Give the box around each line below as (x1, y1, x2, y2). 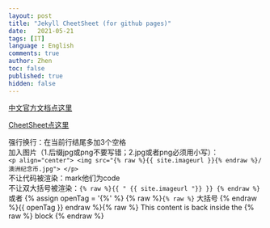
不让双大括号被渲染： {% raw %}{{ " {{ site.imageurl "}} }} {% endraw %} (8, 183, 260, 192)
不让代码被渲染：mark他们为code (8, 173, 120, 183)
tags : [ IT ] (8, 34, 45, 43)
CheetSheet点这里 (8, 120, 70, 129)
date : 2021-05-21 (8, 27, 74, 35)
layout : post (8, 11, 53, 20)
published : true (8, 72, 63, 80)
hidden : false (8, 79, 57, 87)
